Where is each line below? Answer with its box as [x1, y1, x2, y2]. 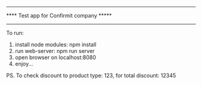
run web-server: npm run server [14, 48, 95, 54]
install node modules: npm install [14, 41, 97, 48]
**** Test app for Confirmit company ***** [6, 12, 112, 19]
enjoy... [14, 60, 34, 67]
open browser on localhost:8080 [14, 54, 96, 61]
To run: [6, 30, 24, 36]
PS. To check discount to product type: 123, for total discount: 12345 [6, 72, 176, 79]
